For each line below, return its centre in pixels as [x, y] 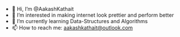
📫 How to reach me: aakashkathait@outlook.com [72, 28]
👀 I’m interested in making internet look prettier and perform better [93, 15]
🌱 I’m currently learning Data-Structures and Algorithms [80, 21]
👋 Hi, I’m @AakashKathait [43, 9]
